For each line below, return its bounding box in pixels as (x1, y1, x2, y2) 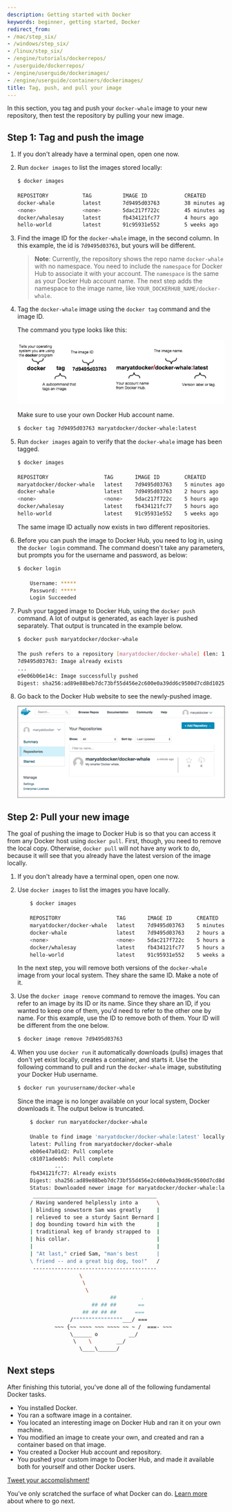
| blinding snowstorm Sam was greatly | (30, 1206, 160, 1213)
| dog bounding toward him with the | (30, 1221, 160, 1228)
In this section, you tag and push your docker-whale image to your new (7, 104, 208, 112)
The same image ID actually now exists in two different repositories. (17, 522, 211, 531)
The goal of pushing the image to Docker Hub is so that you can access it (7, 829, 216, 838)
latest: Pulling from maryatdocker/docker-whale (30, 1141, 173, 1148)
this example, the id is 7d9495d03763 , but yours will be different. (17, 241, 196, 249)
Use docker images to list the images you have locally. (17, 886, 171, 894)
